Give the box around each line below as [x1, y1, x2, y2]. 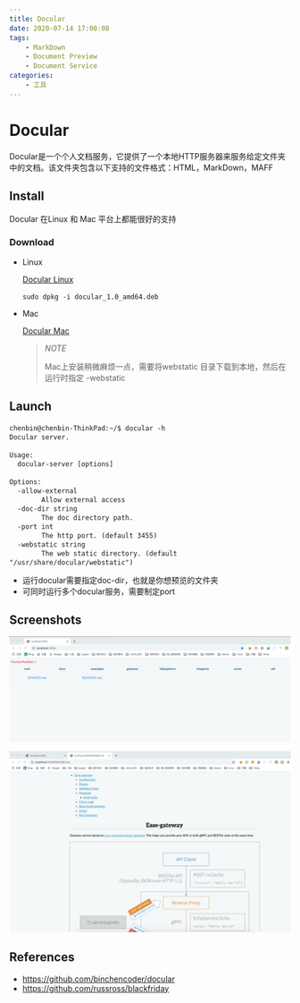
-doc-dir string [17, 504, 78, 514]
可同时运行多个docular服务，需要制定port [21, 586, 176, 597]
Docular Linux [21, 274, 74, 285]
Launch [9, 399, 52, 414]
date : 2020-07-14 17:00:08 [9, 23, 110, 33]
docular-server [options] [17, 459, 114, 469]
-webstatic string [17, 540, 87, 549]
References [9, 949, 75, 965]
